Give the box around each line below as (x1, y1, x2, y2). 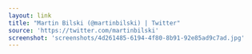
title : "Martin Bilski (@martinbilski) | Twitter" (8, 19, 181, 27)
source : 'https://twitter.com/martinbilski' (8, 26, 159, 34)
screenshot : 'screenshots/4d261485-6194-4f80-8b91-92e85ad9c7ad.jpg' (8, 33, 246, 42)
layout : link (8, 11, 52, 20)
